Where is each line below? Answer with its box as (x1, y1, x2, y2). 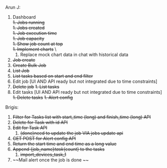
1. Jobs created (12, 25, 45, 31)
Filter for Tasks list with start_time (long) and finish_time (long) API (12, 114, 151, 120)
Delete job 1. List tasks (12, 84, 60, 90)
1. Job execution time (12, 30, 57, 36)
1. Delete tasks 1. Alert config (12, 94, 73, 100)
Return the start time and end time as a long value (12, 141, 117, 147)
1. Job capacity (12, 35, 45, 41)
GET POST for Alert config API (12, 136, 76, 141)
